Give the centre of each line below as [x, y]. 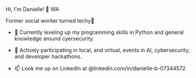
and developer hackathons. [48, 56]
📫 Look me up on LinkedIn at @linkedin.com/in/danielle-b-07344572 [100, 68]
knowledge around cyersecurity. [54, 38]
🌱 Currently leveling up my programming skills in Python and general [99, 32]
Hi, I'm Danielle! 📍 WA [32, 9]
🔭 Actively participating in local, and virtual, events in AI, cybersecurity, [102, 50]
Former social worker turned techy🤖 [50, 21]
